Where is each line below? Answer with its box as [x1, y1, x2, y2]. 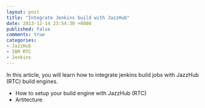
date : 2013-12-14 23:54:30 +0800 [6, 20, 92, 26]
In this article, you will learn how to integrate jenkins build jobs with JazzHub [6, 71, 199, 78]
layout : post [6, 9, 40, 15]
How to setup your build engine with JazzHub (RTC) [15, 89, 147, 96]
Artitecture [15, 96, 43, 103]
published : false [6, 26, 51, 32]
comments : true [6, 32, 45, 38]
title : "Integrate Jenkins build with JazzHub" [6, 15, 130, 21]
